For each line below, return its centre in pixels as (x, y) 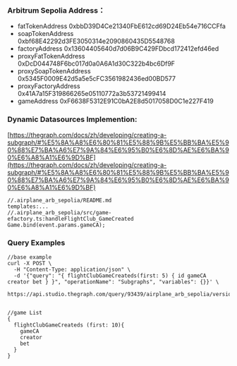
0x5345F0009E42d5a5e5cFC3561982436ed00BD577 (97, 79)
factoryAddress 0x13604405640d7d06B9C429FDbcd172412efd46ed (118, 49)
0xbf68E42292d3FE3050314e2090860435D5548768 (96, 41)
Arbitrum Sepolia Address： (56, 10)
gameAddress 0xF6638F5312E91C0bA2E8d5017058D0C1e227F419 (115, 101)
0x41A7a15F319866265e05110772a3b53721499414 (92, 94)
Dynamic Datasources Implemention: (72, 119)
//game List (25, 312)
